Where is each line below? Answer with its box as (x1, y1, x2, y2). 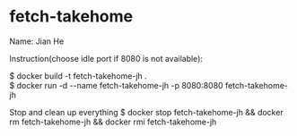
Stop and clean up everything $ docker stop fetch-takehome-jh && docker (9, 106, 284, 117)
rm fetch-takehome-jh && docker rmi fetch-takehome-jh (9, 116, 217, 127)
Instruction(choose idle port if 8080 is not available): (9, 53, 204, 64)
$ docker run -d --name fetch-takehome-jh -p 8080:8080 (9, 80, 223, 90)
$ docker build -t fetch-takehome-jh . (9, 70, 148, 81)
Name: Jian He (9, 36, 65, 47)
